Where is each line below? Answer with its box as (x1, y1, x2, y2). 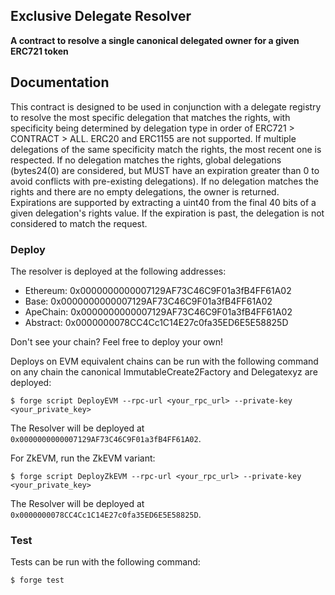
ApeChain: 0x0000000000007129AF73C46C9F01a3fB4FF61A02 (24, 305, 293, 318)
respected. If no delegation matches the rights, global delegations (10, 154, 282, 166)
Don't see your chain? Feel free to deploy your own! (10, 335, 224, 348)
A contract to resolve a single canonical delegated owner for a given (10, 34, 300, 46)
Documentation (10, 74, 110, 91)
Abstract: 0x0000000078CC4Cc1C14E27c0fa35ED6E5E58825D (24, 316, 289, 328)
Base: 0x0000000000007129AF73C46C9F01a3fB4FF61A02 (24, 295, 273, 307)
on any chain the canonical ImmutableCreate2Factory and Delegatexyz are (10, 365, 318, 378)
